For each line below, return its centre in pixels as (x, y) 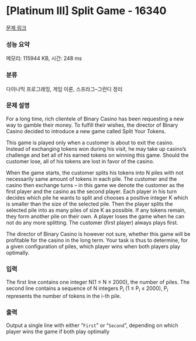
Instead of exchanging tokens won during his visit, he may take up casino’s (96, 148)
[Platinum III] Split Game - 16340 (86, 11)
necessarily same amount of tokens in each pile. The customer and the (92, 179)
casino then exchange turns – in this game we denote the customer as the (95, 185)
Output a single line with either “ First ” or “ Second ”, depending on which (92, 325)
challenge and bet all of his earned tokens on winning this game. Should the (97, 155)
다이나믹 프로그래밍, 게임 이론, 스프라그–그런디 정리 (64, 89)
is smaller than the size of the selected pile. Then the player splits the (90, 204)
